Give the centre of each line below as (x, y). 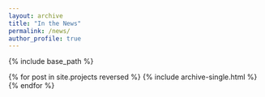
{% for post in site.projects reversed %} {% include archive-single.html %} (133, 77)
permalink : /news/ (39, 31)
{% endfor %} (32, 86)
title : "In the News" (45, 23)
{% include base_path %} (51, 61)
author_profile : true (45, 38)
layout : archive (36, 16)
